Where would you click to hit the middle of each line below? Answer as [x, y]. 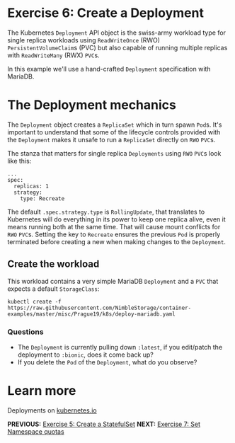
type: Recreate [42, 199]
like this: [19, 161]
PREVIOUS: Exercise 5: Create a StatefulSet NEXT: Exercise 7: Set [104, 424]
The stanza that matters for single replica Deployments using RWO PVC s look [114, 153]
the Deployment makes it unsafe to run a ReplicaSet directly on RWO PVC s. [111, 139]
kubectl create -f [34, 301]
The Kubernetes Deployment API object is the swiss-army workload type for [117, 33]
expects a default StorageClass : [53, 289]
